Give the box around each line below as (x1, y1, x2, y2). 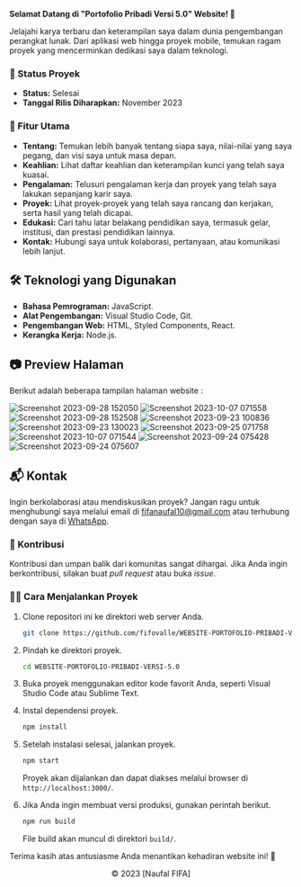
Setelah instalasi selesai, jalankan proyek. (22, 739, 176, 750)
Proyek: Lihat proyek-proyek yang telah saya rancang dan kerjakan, (22, 198, 274, 209)
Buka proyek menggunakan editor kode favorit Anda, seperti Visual (22, 678, 271, 689)
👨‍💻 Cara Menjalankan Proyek (9, 590, 138, 603)
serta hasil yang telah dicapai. (22, 207, 134, 218)
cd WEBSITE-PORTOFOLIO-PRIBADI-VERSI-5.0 (22, 662, 180, 671)
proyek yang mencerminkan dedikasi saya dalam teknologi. (9, 45, 229, 56)
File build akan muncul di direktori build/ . (22, 833, 177, 844)
